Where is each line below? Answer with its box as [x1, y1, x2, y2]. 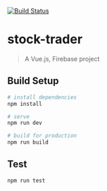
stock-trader [7, 32, 83, 47]
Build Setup [7, 75, 59, 87]
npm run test [7, 177, 46, 184]
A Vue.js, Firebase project [24, 54, 100, 63]
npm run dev [7, 120, 42, 127]
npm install [7, 100, 42, 107]
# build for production [7, 133, 77, 140]
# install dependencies [7, 94, 77, 101]
